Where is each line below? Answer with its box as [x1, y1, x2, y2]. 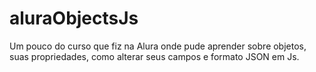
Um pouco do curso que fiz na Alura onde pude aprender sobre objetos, [9, 40, 307, 52]
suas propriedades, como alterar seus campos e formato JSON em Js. [9, 50, 300, 62]
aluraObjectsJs [9, 7, 139, 30]
